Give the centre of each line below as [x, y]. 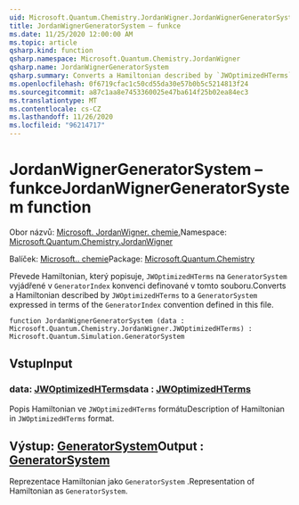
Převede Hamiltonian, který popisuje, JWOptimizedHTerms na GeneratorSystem [148, 276]
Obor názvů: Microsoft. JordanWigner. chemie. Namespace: [118, 232]
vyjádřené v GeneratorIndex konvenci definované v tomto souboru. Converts [148, 286]
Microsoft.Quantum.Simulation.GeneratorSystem [97, 336]
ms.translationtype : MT [53, 100]
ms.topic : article [43, 42]
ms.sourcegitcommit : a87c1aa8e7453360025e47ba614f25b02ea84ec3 [129, 92]
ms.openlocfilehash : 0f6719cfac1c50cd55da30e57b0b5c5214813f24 [129, 84]
